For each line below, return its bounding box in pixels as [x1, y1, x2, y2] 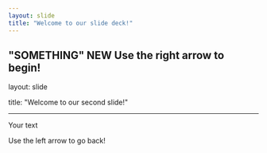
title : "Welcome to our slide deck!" [8, 19, 133, 27]
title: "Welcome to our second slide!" [8, 97, 129, 108]
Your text [8, 120, 38, 130]
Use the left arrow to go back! [8, 136, 106, 146]
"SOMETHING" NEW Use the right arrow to [8, 49, 225, 62]
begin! [8, 61, 41, 74]
